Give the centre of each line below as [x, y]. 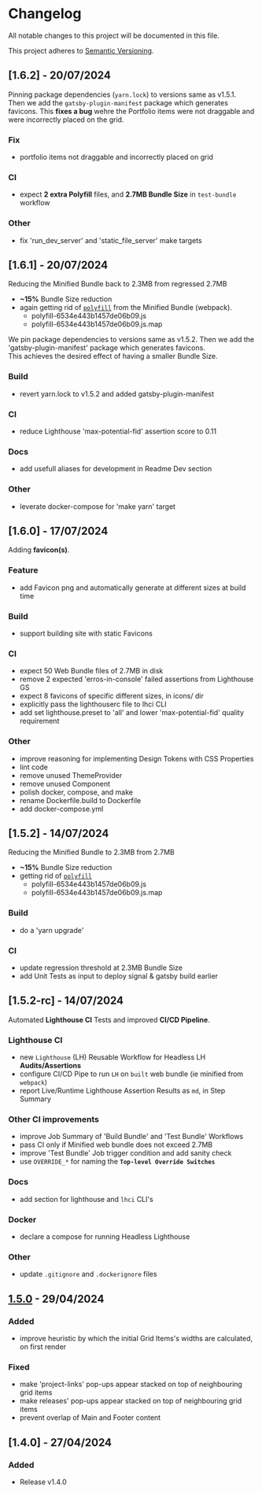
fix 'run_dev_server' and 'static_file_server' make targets [111, 240]
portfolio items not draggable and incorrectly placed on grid [116, 157]
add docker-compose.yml [61, 809]
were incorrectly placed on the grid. [66, 120]
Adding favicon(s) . [39, 550]
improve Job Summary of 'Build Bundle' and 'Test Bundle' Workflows [131, 1137]
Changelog [45, 14]
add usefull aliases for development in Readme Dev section [116, 469]
